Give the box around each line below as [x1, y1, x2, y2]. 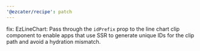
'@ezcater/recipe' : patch [6, 8, 72, 15]
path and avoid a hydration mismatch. [6, 38, 101, 45]
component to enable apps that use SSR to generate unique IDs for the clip [6, 31, 195, 39]
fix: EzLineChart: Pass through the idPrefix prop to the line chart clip [6, 25, 180, 32]
